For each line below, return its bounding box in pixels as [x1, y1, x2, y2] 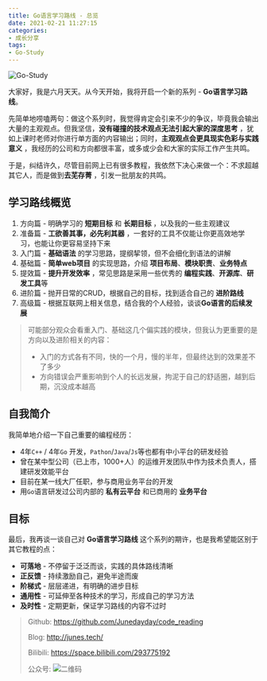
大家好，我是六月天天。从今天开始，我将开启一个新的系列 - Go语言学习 [8, 87, 241, 96]
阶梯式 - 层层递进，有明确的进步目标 [19, 582, 139, 591]
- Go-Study [8, 49, 44, 56]
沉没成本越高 [53, 381, 96, 391]
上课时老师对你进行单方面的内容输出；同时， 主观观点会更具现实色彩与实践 [14, 134, 259, 143]
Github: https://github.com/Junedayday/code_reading [27, 617, 204, 627]
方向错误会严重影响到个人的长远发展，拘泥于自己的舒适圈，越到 [39, 372, 249, 381]
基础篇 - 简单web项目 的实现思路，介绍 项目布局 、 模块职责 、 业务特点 [19, 258, 248, 267]
